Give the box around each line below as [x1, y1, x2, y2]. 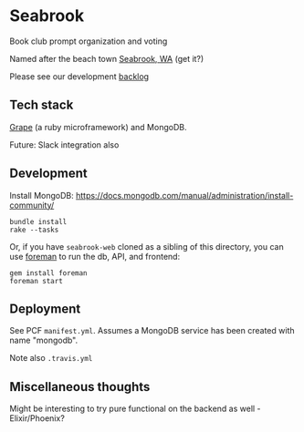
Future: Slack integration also [9, 139, 120, 150]
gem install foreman [9, 268, 89, 278]
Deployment [9, 301, 81, 316]
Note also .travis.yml [9, 353, 93, 364]
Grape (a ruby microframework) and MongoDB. [9, 121, 187, 132]
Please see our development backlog [9, 70, 149, 82]
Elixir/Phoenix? [9, 413, 66, 424]
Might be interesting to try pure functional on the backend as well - [9, 403, 262, 415]
